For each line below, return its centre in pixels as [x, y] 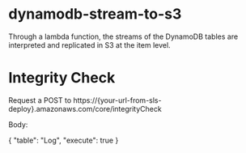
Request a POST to [40, 100]
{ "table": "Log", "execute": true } [64, 140]
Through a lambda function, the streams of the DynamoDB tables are [123, 36]
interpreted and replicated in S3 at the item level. [90, 45]
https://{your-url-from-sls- [117, 100]
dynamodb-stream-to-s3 [95, 14]
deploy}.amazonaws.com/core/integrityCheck [85, 108]
